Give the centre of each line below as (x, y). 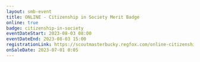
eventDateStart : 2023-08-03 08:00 (49, 34)
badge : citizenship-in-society (45, 28)
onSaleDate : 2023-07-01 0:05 (42, 50)
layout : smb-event (29, 12)
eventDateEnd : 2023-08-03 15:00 (46, 39)
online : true (22, 22)
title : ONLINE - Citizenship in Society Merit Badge (73, 17)
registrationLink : (29, 45)
